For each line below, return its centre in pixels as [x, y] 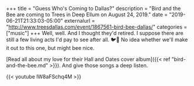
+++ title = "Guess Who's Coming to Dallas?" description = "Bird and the [93, 8]
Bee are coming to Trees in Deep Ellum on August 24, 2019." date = [87, 15]
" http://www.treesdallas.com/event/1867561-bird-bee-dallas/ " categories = [97, 27]
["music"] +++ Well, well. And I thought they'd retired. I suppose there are [95, 33]
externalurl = [79, 21]
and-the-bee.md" [27, 65]
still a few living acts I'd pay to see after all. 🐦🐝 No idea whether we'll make [97, 40]
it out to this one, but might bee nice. [50, 48]
